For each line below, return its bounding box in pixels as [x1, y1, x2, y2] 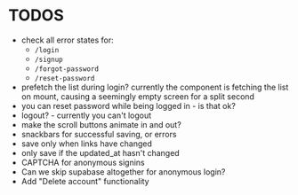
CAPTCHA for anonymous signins [20, 157, 145, 168]
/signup [34, 55, 63, 64]
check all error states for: [20, 35, 115, 45]
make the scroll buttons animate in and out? [20, 119, 181, 129]
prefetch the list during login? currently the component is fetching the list [20, 82, 289, 92]
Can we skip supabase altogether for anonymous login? [20, 166, 226, 177]
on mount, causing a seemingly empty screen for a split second [20, 90, 255, 102]
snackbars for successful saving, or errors [20, 129, 177, 139]
